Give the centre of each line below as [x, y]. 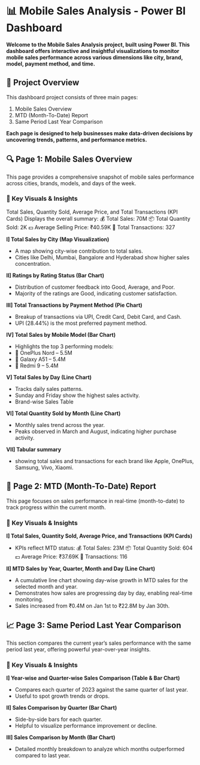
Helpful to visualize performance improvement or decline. [86, 726]
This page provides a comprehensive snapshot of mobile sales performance [100, 177]
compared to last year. [43, 755]
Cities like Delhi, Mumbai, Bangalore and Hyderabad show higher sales [102, 257]
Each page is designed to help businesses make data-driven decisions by [99, 133]
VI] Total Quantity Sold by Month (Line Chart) [63, 413]
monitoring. [29, 599]
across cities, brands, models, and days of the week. [71, 183]
